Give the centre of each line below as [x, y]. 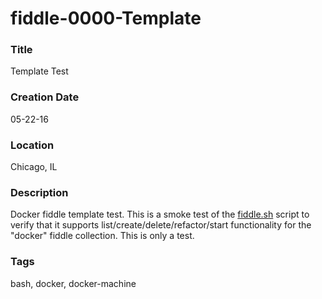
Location [32, 145]
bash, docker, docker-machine [73, 283]
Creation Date [45, 97]
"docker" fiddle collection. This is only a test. [102, 236]
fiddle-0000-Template [106, 18]
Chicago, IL [34, 167]
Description [39, 192]
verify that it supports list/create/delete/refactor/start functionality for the [161, 225]
